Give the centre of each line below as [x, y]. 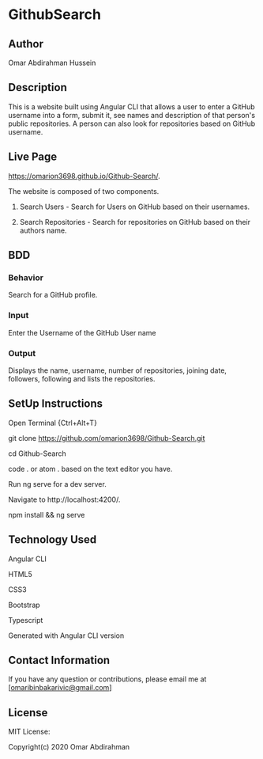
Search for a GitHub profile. [53, 295]
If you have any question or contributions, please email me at [107, 679]
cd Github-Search [37, 454]
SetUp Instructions [56, 404]
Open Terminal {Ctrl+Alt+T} [53, 423]
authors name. [43, 230]
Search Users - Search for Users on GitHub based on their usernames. [135, 207]
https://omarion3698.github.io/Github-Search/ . [84, 176]
